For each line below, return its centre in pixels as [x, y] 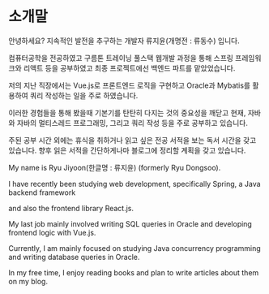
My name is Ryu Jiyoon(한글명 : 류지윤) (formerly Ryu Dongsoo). [115, 167]
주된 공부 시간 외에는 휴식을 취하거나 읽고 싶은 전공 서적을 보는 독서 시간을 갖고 [132, 140]
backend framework [42, 192]
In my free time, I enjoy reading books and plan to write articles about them [134, 272]
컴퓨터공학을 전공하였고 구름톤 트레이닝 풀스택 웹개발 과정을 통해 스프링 [121, 58]
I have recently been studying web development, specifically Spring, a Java [134, 184]
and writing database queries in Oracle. [74, 257]
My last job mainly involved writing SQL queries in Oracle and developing [130, 223]
